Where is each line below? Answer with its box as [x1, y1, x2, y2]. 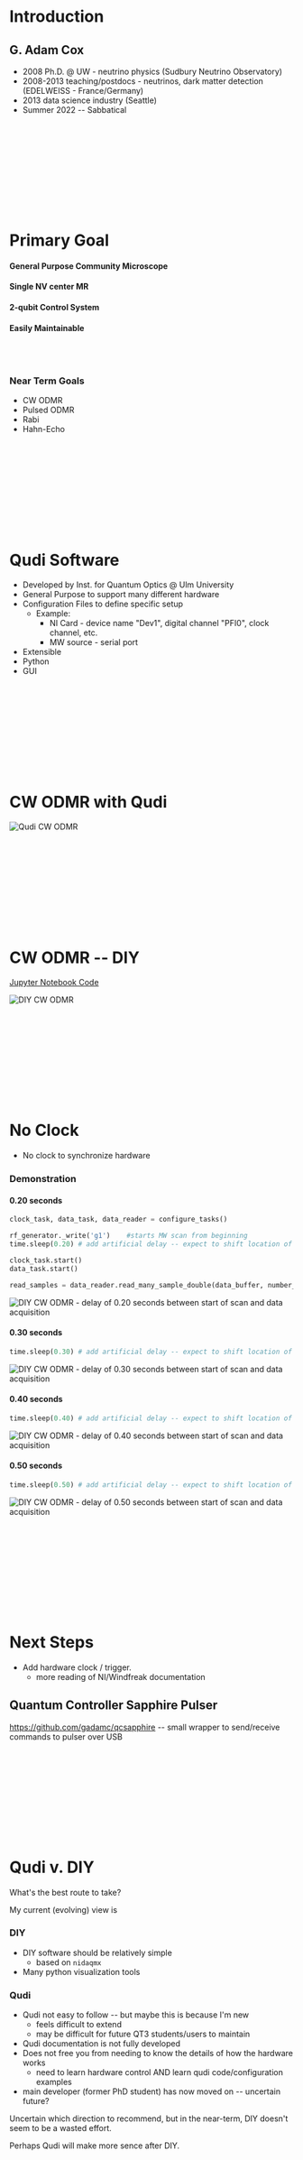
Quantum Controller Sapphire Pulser [9, 1698, 218, 1713]
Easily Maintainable [9, 322, 85, 333]
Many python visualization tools [22, 1966, 141, 1977]
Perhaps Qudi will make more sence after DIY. [9, 2140, 180, 2151]
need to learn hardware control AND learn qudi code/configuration [35, 2067, 284, 2078]
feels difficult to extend [35, 2019, 122, 2030]
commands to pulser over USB [9, 1731, 124, 1742]
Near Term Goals [9, 374, 85, 387]
